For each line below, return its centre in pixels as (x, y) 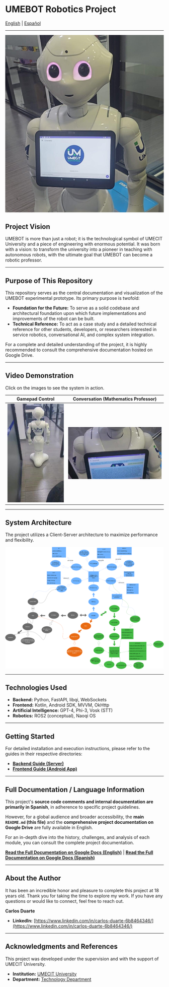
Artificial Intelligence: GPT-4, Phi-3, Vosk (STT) (63, 710)
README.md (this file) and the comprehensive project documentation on (79, 822)
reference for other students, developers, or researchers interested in (84, 329)
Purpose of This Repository (49, 281)
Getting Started (30, 736)
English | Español (23, 23)
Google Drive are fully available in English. (49, 828)
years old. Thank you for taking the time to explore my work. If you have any (84, 896)
